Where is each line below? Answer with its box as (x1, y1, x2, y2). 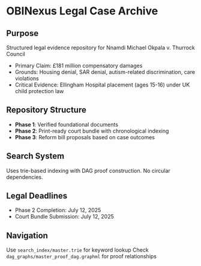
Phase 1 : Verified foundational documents (14, 121, 119, 128)
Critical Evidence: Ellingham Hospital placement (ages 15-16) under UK (14, 81, 190, 88)
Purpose (6, 28, 39, 38)
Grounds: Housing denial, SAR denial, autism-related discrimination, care (14, 68, 196, 76)
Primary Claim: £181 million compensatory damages (14, 62, 143, 69)
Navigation (6, 230, 48, 241)
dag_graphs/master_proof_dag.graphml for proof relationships (6, 253, 157, 260)
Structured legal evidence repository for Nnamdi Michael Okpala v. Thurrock (6, 44, 195, 51)
